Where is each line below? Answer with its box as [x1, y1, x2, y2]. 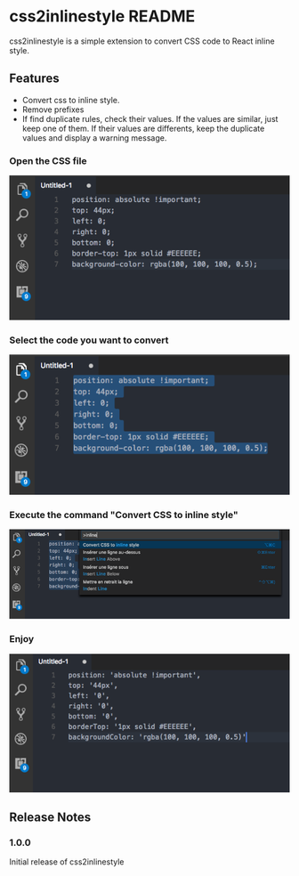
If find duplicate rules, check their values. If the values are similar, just [21, 113, 279, 124]
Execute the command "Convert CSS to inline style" [9, 509, 238, 522]
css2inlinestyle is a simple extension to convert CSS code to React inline [9, 36, 275, 46]
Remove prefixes [21, 104, 85, 115]
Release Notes [9, 810, 92, 824]
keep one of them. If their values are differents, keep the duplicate [21, 123, 265, 134]
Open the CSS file [9, 154, 87, 166]
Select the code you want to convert [9, 334, 169, 346]
